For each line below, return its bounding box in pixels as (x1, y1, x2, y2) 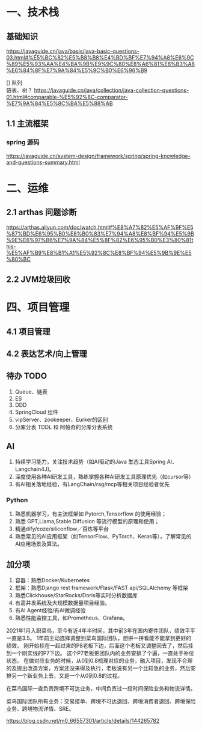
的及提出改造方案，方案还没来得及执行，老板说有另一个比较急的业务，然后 (6, 665, 191, 672)
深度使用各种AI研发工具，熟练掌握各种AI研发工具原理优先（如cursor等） (14, 473, 194, 480)
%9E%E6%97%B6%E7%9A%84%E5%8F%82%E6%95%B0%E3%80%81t (6, 236, 194, 243)
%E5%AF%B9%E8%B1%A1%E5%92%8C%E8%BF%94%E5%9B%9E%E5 (6, 249, 192, 256)
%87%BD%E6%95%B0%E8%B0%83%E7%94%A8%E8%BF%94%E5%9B (6, 230, 194, 237)
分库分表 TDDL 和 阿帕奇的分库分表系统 (14, 423, 113, 430)
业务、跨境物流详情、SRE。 (6, 705, 75, 712)
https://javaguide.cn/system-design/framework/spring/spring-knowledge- (6, 152, 191, 159)
